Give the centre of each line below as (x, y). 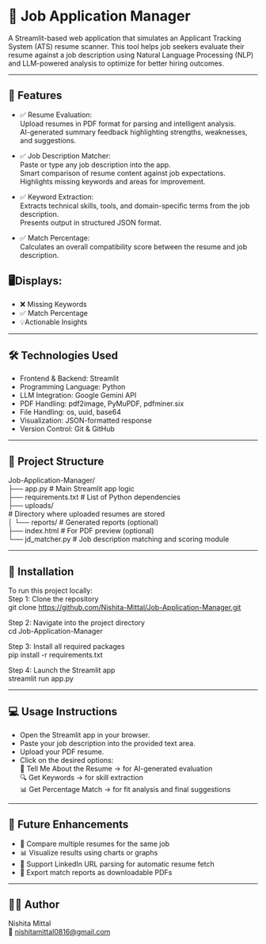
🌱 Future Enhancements (68, 825)
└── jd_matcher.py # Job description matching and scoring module (119, 539)
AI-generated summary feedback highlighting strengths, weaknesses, (133, 132)
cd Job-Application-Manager (55, 631)
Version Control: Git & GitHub (67, 429)
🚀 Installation (41, 572)
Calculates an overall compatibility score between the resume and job (133, 246)
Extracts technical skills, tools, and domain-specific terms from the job (135, 206)
